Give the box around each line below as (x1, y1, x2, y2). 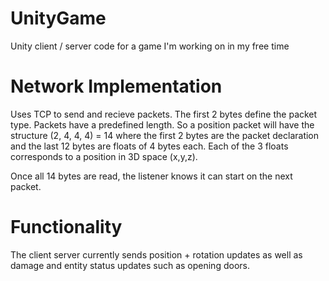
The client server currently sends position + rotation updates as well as (10, 248, 303, 261)
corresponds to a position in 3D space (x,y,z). (10, 150, 198, 162)
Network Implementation (10, 75, 223, 98)
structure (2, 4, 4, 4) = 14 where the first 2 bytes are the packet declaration (10, 129, 320, 141)
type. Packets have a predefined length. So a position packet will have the (10, 118, 315, 131)
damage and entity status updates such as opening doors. (10, 259, 250, 271)
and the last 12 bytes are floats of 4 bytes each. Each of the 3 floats (10, 140, 289, 152)
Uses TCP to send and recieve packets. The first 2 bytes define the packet (10, 108, 318, 120)
